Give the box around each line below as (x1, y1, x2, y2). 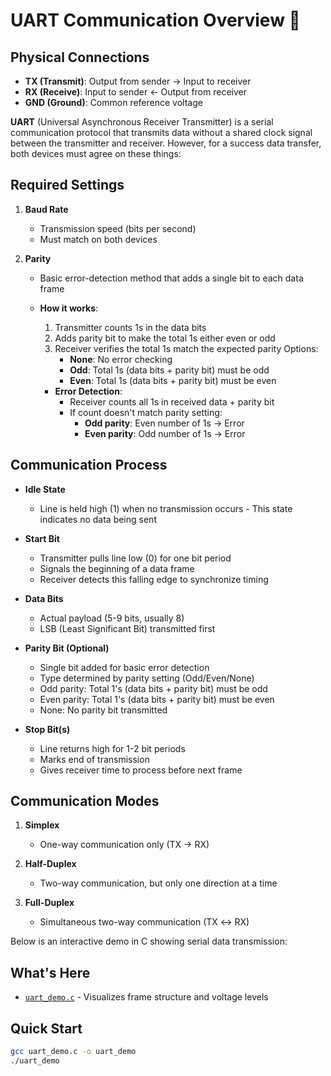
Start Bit (24, 532, 60, 544)
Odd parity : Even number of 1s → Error (84, 417, 245, 429)
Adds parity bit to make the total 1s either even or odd (54, 332, 276, 344)
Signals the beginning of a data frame (39, 562, 195, 574)
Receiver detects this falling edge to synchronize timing (39, 573, 269, 585)
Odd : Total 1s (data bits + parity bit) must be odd (69, 364, 270, 376)
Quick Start (10, 1020, 83, 1037)
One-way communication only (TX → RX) (39, 839, 210, 851)
